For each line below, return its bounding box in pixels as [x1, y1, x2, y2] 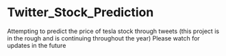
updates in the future [7, 41, 66, 49]
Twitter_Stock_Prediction [7, 5, 154, 20]
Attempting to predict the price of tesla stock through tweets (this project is [7, 27, 220, 35]
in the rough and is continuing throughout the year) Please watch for [7, 34, 200, 42]
